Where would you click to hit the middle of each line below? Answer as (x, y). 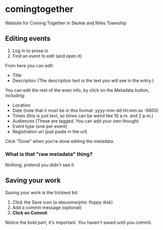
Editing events (28, 39)
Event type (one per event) (40, 126)
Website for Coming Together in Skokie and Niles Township (66, 23)
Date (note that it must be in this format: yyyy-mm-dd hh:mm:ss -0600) (85, 110)
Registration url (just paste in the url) (50, 131)
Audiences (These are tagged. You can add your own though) (76, 121)
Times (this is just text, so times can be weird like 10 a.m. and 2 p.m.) (83, 115)
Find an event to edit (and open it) (47, 56)
